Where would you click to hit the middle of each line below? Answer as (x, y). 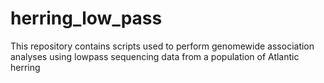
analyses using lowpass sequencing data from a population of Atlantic (155, 56)
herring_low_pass (86, 18)
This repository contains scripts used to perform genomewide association (162, 46)
